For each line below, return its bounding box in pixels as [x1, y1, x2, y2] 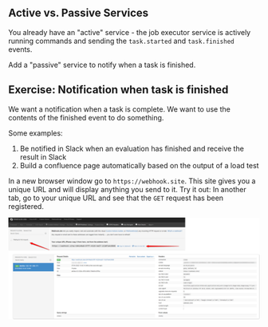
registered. [8, 201, 44, 211]
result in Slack [19, 152, 67, 162]
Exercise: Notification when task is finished [8, 83, 229, 97]
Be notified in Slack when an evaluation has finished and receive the [19, 144, 245, 153]
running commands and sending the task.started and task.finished [8, 36, 235, 45]
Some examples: [8, 128, 63, 138]
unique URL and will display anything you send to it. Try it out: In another [8, 184, 246, 194]
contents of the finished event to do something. [8, 112, 164, 122]
